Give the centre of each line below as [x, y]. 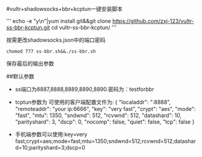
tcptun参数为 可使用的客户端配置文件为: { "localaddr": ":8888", [93, 102]
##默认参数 [20, 76]
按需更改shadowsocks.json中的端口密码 [56, 40]
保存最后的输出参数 [30, 63]
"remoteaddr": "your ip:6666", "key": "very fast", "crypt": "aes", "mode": [105, 109]
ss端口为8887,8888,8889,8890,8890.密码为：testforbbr [84, 89]
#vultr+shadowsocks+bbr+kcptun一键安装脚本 [64, 9]
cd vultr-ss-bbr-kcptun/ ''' [84, 27]
